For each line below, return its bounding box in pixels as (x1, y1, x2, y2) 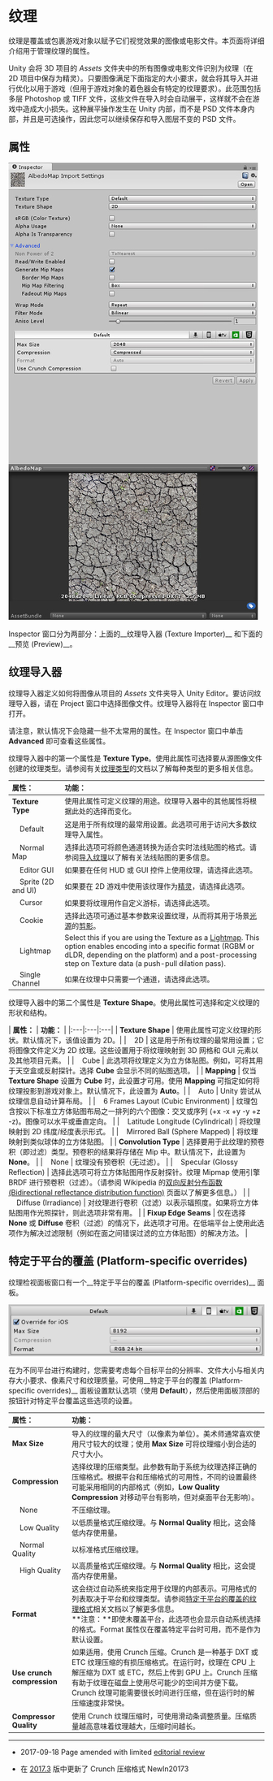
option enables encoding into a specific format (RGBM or (64, 942, 254, 951)
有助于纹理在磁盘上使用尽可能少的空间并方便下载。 (71, 1678, 243, 1688)
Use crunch (11, 1668, 53, 1678)
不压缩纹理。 (71, 1505, 115, 1515)
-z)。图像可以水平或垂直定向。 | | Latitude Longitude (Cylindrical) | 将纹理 (8, 1116, 262, 1126)
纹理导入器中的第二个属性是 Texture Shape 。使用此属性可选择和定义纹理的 (8, 997, 260, 1007)
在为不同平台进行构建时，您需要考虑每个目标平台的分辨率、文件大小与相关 (8, 1365, 258, 1375)
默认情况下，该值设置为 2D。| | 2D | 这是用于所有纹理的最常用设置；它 (22, 1035, 264, 1045)
